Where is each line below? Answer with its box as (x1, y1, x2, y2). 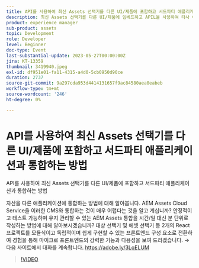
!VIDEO (20, 256, 38, 263)
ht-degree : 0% (6, 96, 41, 102)
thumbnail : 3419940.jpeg (6, 63, 68, 70)
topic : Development (6, 31, 54, 37)
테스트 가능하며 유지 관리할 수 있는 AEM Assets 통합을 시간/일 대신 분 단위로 (12, 214, 189, 221)
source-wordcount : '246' (6, 91, 68, 97)
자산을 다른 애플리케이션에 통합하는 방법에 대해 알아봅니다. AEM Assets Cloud (6, 199, 188, 206)
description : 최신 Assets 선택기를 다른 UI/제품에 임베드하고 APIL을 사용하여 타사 (6, 14, 190, 20)
